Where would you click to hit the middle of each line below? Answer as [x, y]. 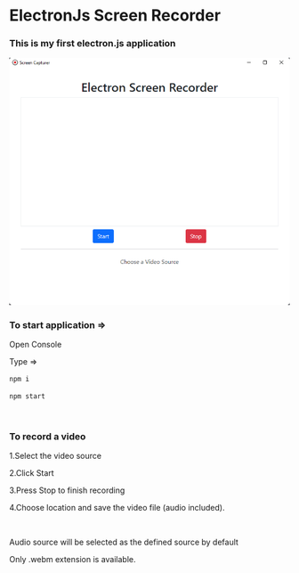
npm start [28, 397]
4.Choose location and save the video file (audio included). [117, 508]
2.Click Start [32, 473]
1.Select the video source [56, 456]
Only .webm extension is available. [73, 560]
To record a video [48, 437]
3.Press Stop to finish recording [67, 490]
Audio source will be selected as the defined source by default [124, 542]
